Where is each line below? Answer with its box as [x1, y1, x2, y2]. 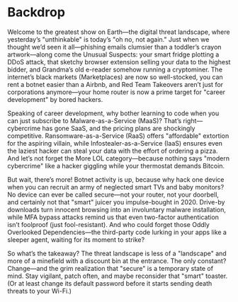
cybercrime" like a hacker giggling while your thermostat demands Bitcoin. [7, 161, 225, 170]
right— [183, 116, 203, 124]
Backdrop [7, 4, 66, 21]
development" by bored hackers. [7, 95, 103, 103]
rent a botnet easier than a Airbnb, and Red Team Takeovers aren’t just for [7, 80, 224, 88]
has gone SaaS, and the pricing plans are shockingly [42, 124, 195, 132]
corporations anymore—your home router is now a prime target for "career [7, 88, 225, 96]
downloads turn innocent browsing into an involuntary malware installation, [7, 205, 227, 214]
